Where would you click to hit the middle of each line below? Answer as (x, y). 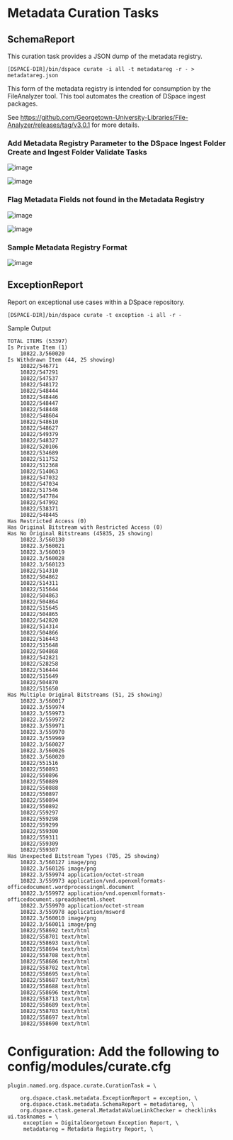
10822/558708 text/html (55, 955)
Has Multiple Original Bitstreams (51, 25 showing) (85, 695)
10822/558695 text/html (55, 974)
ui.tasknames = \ (33, 1117)
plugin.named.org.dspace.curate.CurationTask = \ (82, 1085)
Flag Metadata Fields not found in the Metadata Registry (106, 200)
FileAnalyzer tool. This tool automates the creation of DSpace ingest (107, 96)
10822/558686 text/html (55, 961)
